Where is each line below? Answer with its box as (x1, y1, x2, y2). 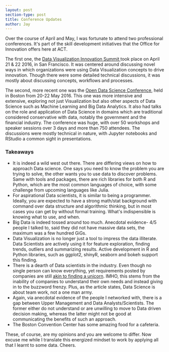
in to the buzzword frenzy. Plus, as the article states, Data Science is (12, 284, 155, 290)
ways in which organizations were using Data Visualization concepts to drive (5, 67, 164, 73)
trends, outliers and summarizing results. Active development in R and (12, 246, 158, 252)
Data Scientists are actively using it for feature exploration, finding (12, 241, 150, 247)
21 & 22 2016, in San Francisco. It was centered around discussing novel (5, 61, 155, 67)
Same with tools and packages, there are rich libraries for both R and (12, 176, 156, 182)
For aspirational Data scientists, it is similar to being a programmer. (12, 192, 151, 198)
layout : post (5, 7, 33, 13)
